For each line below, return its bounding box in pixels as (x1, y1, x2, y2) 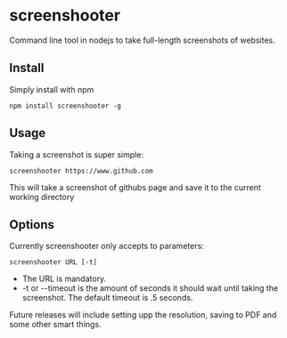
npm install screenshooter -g (9, 101, 122, 110)
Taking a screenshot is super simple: (9, 149, 144, 160)
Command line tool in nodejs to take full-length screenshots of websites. (9, 35, 275, 45)
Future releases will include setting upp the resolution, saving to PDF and (9, 310, 277, 320)
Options (9, 217, 55, 232)
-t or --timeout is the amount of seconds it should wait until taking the (21, 283, 279, 294)
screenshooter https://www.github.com (9, 166, 153, 175)
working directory (9, 191, 75, 202)
